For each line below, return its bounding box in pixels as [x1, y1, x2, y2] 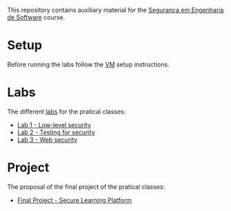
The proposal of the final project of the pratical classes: [7, 183, 165, 191]
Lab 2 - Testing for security [17, 128, 95, 136]
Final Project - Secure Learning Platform [17, 196, 132, 204]
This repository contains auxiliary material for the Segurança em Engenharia [7, 6, 224, 14]
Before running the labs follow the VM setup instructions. [7, 60, 169, 68]
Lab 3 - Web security [17, 135, 78, 144]
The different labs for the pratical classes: [7, 107, 127, 116]
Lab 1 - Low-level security [17, 120, 91, 129]
